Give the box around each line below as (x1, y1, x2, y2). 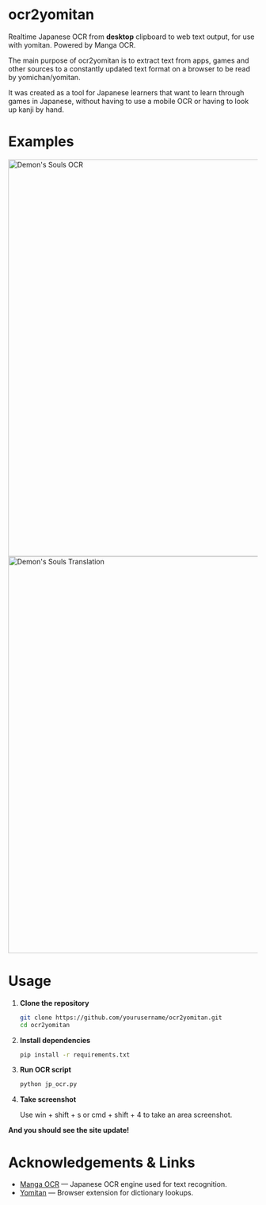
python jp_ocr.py (19, 1080, 78, 1088)
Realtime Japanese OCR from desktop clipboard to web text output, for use (8, 32, 255, 41)
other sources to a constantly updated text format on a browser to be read (8, 64, 251, 73)
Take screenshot (19, 1095, 77, 1104)
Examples (8, 133, 74, 151)
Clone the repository (19, 998, 89, 1007)
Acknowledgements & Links (8, 1153, 196, 1172)
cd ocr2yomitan (19, 1021, 70, 1029)
